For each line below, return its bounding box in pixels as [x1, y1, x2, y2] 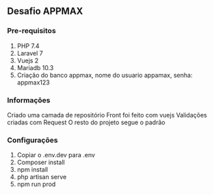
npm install [16, 165, 49, 174]
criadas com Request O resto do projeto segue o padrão [7, 118, 165, 126]
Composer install [16, 158, 65, 167]
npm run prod [16, 180, 56, 188]
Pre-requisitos [7, 26, 56, 36]
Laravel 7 [16, 49, 43, 57]
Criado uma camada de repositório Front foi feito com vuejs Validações [7, 111, 207, 119]
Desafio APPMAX [7, 5, 83, 17]
